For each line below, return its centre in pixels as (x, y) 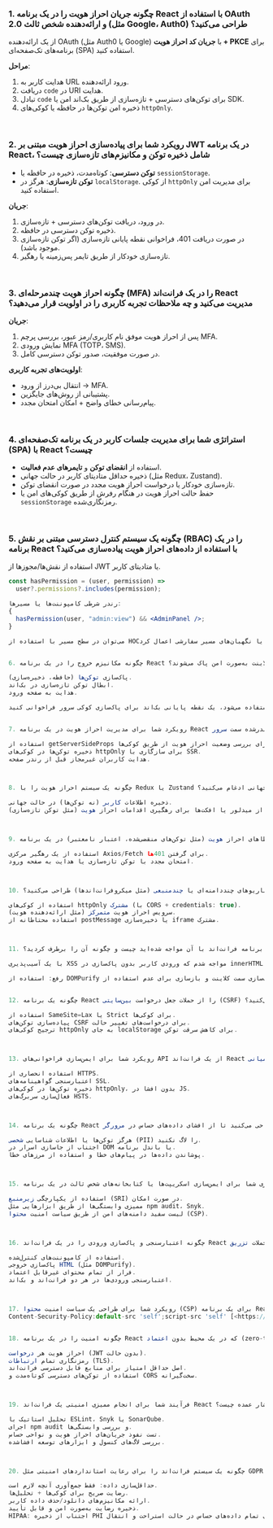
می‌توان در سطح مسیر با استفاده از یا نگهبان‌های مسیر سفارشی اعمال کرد (136, 641)
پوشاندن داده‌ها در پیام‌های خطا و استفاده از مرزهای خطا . (107, 1155)
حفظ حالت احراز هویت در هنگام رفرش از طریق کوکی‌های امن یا (117, 493)
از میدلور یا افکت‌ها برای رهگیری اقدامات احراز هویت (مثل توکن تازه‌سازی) (136, 810)
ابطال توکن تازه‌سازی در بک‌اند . (61, 685)
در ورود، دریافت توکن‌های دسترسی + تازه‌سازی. (92, 221)
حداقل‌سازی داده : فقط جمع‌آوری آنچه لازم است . (83, 1486)
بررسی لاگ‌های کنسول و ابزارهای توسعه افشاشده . (87, 1442)
